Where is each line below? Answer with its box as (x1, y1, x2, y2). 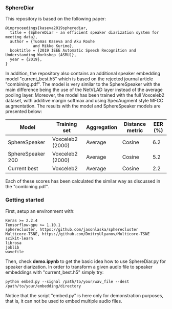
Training (56, 121, 77, 128)
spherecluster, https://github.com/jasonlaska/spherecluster (5, 227, 139, 232)
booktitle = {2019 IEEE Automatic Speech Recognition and (10, 48, 137, 53)
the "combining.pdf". (5, 184, 50, 190)
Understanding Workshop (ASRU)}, (5, 53, 77, 58)
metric (126, 127, 143, 134)
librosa (5, 240, 22, 246)
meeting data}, (5, 35, 38, 40)
